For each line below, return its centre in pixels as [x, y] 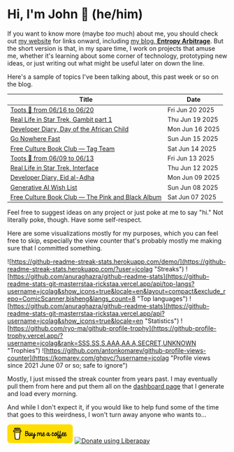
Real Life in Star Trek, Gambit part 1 [61, 119]
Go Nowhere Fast [35, 139]
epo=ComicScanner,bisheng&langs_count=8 [72, 299]
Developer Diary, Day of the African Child [70, 129]
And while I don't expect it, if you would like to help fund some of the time [113, 407]
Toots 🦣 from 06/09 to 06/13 [52, 158]
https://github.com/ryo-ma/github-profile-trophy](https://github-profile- [113, 329]
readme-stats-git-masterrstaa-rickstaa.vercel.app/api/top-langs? [101, 284]
